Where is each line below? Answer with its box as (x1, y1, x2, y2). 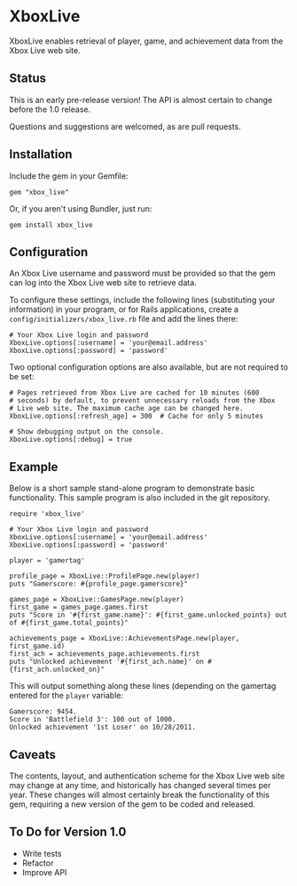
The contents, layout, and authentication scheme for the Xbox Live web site (9, 770, 285, 781)
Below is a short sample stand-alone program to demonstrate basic (9, 483, 255, 494)
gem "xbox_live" (9, 188, 69, 196)
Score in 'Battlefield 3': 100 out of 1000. (9, 715, 176, 724)
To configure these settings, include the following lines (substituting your (9, 295, 276, 306)
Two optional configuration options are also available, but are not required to (9, 362, 288, 372)
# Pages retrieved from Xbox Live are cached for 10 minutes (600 (9, 388, 260, 397)
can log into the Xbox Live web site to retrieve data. (9, 277, 197, 288)
